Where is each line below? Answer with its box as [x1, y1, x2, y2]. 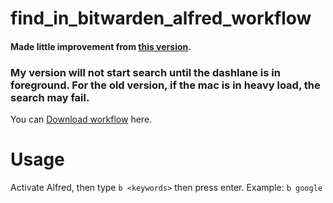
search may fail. [10, 90, 90, 104]
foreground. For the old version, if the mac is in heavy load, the [10, 78, 321, 92]
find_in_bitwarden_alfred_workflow [10, 7, 312, 30]
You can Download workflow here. [10, 113, 153, 126]
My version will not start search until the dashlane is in [10, 65, 281, 79]
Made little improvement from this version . [10, 40, 192, 52]
